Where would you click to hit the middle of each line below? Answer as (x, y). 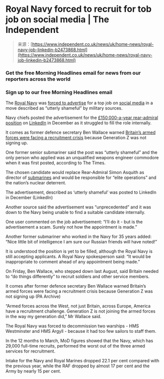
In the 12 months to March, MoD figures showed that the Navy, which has (79, 341)
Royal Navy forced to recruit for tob (79, 9)
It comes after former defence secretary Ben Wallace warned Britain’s (76, 286)
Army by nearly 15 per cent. (34, 371)
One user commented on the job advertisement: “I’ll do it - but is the (74, 222)
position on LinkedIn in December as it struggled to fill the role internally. (79, 123)
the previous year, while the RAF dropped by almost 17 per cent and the (78, 366)
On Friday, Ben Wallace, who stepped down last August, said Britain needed (82, 271)
